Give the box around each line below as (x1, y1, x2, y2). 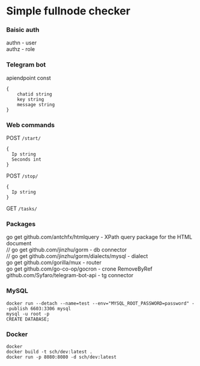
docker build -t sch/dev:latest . (6, 349, 93, 355)
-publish (6, 305, 28, 311)
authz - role (6, 46, 35, 53)
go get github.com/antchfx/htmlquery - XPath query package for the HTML (6, 233, 193, 241)
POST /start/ (6, 134, 41, 142)
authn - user (6, 39, 37, 46)
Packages (6, 220, 36, 228)
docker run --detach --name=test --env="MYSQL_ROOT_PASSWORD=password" (6, 300, 189, 307)
